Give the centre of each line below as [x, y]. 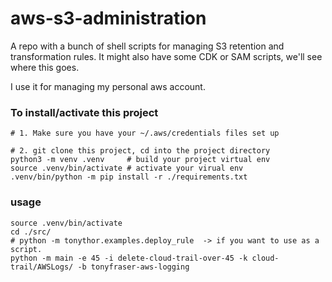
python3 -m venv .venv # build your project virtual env [140, 160]
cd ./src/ [31, 232]
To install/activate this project [84, 112]
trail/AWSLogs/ [42, 267]
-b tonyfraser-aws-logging [133, 267]
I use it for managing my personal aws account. [108, 86]
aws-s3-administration [108, 18]
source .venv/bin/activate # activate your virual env [127, 168]
